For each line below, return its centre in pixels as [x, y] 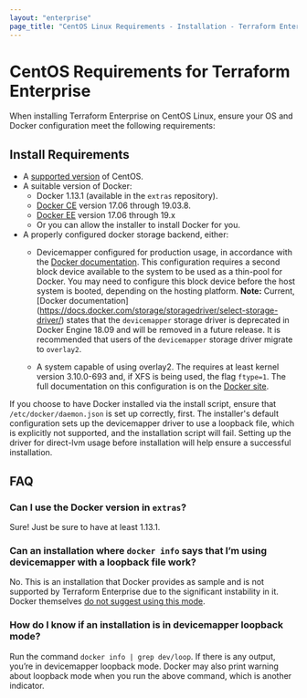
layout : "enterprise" [51, 18]
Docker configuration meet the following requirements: [113, 126]
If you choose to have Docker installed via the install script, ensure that [143, 404]
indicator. [27, 685]
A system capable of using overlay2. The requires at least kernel [158, 367]
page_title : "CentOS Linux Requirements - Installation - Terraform [143, 26]
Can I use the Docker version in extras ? [98, 507]
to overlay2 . [59, 349]
